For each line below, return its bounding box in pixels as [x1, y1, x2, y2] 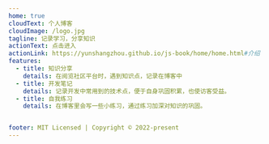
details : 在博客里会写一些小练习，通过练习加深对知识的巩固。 [23, 102, 207, 110]
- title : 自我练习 [15, 95, 73, 103]
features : [8, 57, 42, 66]
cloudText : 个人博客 [8, 19, 73, 28]
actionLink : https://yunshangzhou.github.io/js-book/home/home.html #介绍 [8, 49, 261, 57]
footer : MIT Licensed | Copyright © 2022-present [8, 124, 180, 132]
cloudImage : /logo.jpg [8, 27, 85, 35]
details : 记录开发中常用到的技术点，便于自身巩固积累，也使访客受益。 [23, 87, 231, 95]
